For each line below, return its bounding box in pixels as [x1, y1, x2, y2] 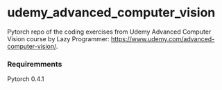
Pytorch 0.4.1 [7, 75, 44, 83]
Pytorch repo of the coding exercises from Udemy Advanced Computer [7, 27, 212, 36]
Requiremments [7, 59, 62, 69]
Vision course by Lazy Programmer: [7, 34, 110, 43]
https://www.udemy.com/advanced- [110, 34, 215, 43]
